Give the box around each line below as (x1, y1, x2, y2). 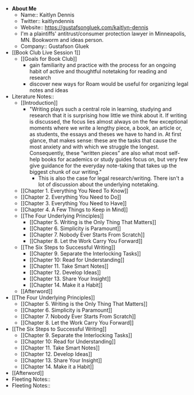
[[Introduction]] (20, 99, 58, 106)
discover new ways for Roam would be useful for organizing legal (29, 80, 189, 88)
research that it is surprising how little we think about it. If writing (29, 112, 187, 119)
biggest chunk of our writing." (29, 169, 102, 175)
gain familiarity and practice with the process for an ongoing (29, 61, 176, 69)
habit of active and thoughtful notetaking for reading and (29, 68, 167, 75)
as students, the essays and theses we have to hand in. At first (29, 131, 182, 138)
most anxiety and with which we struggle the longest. (29, 143, 159, 150)
